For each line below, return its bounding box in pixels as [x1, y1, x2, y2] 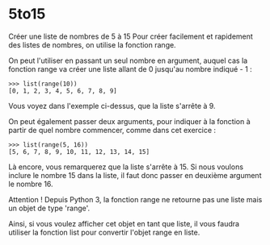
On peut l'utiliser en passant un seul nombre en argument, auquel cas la [8, 56, 248, 65]
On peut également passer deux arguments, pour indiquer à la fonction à [8, 116, 251, 126]
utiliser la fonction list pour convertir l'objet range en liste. [8, 227, 200, 237]
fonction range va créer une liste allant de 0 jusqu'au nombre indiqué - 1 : [8, 64, 252, 73]
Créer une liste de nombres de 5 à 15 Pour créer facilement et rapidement [8, 31, 253, 41]
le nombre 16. [8, 179, 54, 189]
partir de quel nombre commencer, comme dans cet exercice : [8, 125, 217, 135]
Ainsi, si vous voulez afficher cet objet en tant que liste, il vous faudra [8, 218, 240, 228]
